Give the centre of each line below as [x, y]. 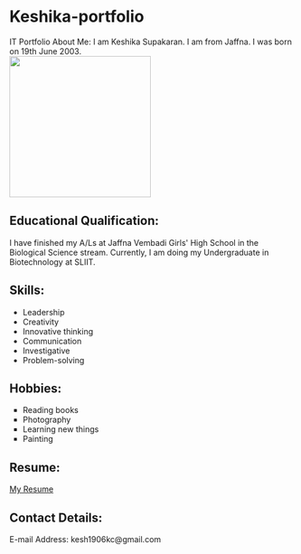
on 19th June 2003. [46, 51]
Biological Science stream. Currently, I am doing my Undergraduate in [139, 252]
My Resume [32, 489]
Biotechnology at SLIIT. [53, 262]
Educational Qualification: [85, 221]
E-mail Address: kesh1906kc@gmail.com [85, 539]
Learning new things [61, 429]
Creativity [41, 322]
